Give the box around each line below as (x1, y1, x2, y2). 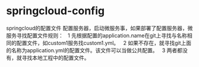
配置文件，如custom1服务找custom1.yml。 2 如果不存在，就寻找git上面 (16, 39, 192, 46)
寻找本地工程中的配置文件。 (21, 54, 90, 61)
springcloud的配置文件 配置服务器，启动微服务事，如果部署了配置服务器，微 (6, 24, 193, 31)
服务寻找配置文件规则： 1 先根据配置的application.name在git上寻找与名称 (6, 31, 188, 39)
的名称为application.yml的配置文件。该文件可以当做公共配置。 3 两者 (6, 46, 178, 54)
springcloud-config (6, 4, 105, 18)
